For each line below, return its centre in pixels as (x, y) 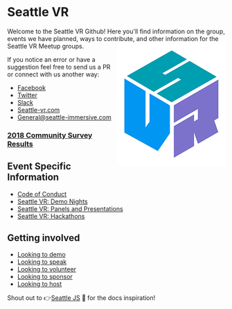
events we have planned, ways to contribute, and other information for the (113, 38)
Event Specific (39, 166)
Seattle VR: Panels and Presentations (70, 208)
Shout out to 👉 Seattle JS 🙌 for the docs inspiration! (81, 298)
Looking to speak (42, 262)
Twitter (27, 95)
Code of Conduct (42, 194)
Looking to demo (41, 255)
